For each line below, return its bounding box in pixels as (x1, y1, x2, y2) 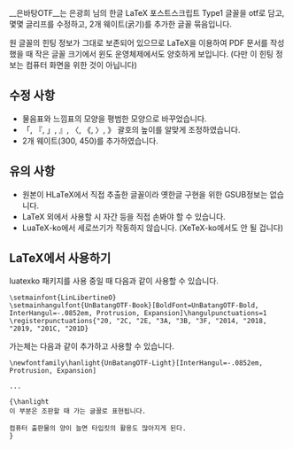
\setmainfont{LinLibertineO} (9, 293, 117, 303)
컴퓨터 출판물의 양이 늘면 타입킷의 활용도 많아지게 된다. (9, 424, 187, 433)
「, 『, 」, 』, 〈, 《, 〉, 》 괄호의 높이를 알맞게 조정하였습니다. (21, 124, 241, 135)
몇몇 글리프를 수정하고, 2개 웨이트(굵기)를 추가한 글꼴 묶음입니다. (9, 19, 233, 29)
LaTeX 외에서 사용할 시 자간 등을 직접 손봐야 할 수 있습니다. (21, 211, 226, 221)
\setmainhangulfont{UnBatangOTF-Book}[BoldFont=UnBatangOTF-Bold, (9, 301, 259, 310)
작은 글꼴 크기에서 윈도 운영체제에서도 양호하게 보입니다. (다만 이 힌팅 (35, 49, 274, 59)
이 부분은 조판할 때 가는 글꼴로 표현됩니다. (9, 406, 147, 416)
